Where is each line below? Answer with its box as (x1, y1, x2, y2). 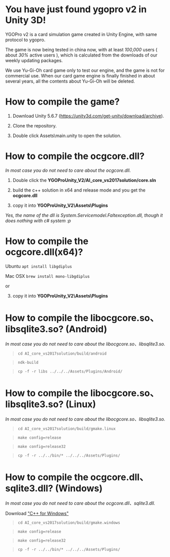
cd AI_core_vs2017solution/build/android (17, 351, 107, 356)
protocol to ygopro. (5, 37, 46, 43)
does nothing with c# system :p (5, 218, 71, 224)
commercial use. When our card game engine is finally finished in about (5, 72, 155, 78)
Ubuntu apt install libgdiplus (5, 263, 72, 269)
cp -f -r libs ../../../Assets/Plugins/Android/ (17, 368, 123, 374)
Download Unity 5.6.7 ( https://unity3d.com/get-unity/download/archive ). (12, 113, 164, 119)
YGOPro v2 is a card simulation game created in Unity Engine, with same (5, 31, 157, 37)
